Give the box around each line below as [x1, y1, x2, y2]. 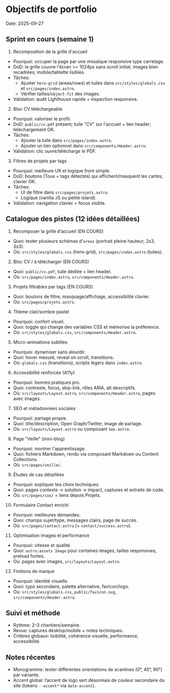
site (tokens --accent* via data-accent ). [13, 683, 96, 689]
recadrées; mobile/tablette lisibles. [13, 69, 86, 75]
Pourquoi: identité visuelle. [13, 578, 69, 584]
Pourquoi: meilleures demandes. [13, 512, 80, 518]
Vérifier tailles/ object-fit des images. [20, 90, 101, 97]
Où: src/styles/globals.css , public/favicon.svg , [13, 589, 117, 595]
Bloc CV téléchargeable [13, 105, 63, 112]
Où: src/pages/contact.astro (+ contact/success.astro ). [13, 522, 132, 528]
